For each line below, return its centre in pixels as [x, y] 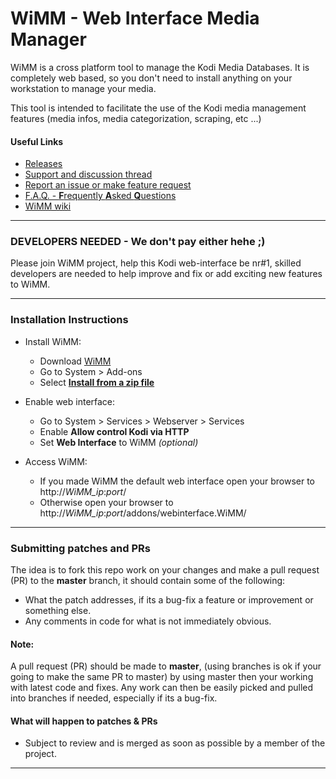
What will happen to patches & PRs [84, 721]
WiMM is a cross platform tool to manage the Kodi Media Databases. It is [160, 67]
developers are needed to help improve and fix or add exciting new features [166, 274]
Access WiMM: [56, 461]
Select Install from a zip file [97, 382]
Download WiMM [75, 361]
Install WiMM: [53, 341]
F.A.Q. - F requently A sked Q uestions [100, 196]
